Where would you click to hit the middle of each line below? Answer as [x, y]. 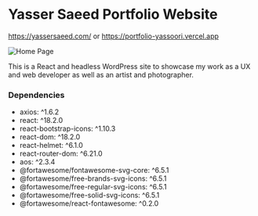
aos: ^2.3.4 [37, 162]
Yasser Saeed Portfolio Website [113, 14]
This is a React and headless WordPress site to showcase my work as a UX [129, 66]
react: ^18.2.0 [41, 121]
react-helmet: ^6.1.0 [51, 146]
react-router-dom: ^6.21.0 [61, 153]
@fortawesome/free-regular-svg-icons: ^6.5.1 [93, 187]
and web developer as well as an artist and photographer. [101, 74]
